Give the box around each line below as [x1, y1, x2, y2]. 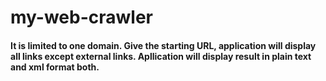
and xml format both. [10, 61, 100, 73]
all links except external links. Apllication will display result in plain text [10, 50, 312, 62]
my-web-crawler [10, 6, 153, 29]
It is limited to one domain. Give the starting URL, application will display [10, 39, 317, 51]
